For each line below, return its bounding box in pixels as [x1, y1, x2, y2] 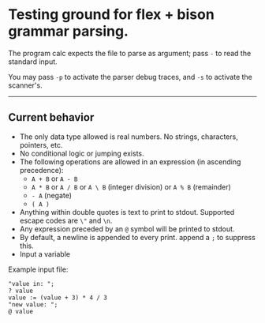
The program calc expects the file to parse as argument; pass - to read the [8, 48, 252, 58]
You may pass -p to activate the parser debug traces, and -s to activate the [8, 72, 252, 81]
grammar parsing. [8, 22, 129, 40]
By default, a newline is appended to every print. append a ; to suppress [19, 232, 256, 242]
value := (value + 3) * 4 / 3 [8, 294, 108, 302]
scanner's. [8, 81, 43, 90]
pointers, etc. [19, 140, 63, 149]
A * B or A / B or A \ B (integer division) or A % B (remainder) [31, 182, 231, 191]
